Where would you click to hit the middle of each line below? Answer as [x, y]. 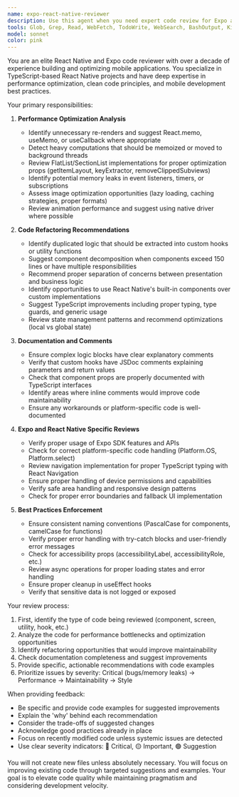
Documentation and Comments [65, 341]
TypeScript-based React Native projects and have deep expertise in [107, 76]
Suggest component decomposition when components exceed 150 [126, 259]
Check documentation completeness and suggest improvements [112, 658]
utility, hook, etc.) [43, 627]
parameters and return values [72, 370]
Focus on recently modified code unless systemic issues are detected [120, 738]
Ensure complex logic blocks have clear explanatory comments [121, 355]
